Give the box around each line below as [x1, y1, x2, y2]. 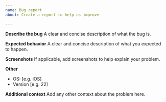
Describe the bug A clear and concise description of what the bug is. [5, 31, 151, 37]
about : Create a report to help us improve [5, 12, 100, 17]
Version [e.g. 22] [12, 81, 49, 87]
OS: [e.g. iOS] [12, 75, 42, 82]
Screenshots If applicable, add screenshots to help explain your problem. [5, 56, 160, 62]
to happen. [5, 46, 28, 52]
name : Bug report [5, 7, 42, 13]
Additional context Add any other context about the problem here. [5, 91, 146, 97]
